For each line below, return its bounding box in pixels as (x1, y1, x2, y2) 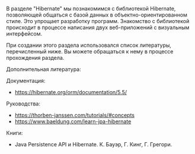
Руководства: (6, 100, 40, 107)
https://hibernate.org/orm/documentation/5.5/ (14, 89, 127, 95)
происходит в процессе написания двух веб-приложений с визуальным (6, 24, 190, 31)
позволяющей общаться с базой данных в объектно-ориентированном (6, 11, 188, 18)
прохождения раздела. (6, 54, 65, 61)
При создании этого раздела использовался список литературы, (6, 41, 172, 49)
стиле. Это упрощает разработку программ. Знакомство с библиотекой (6, 18, 190, 24)
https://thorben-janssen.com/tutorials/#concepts (14, 112, 135, 118)
